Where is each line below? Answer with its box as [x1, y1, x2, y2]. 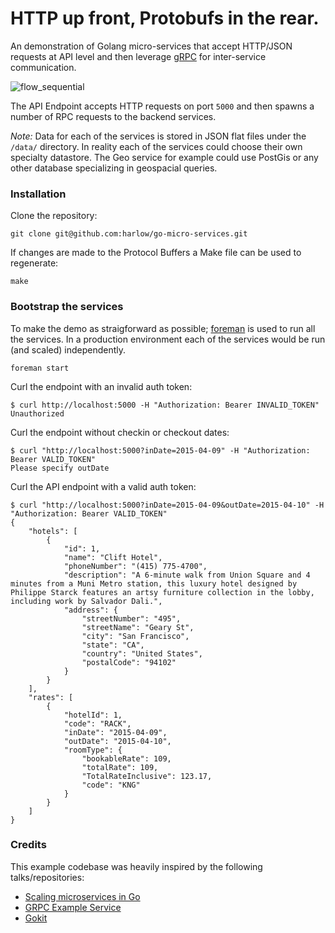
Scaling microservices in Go [24, 890, 141, 902]
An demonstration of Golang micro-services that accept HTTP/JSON [10, 40, 293, 52]
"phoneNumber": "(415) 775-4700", [63, 561, 208, 571]
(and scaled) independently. [10, 343, 127, 356]
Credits [10, 838, 47, 852]
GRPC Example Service [24, 901, 122, 913]
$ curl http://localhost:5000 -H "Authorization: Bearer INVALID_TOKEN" [10, 400, 320, 410]
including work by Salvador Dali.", [10, 596, 163, 606]
